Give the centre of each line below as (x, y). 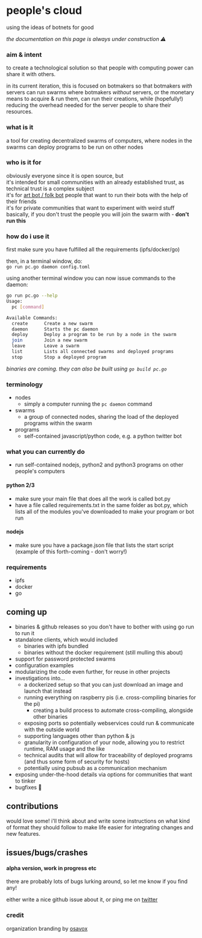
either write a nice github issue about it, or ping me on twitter (82, 900)
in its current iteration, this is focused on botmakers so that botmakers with (99, 86)
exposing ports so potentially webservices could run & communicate (109, 723)
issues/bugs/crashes (47, 853)
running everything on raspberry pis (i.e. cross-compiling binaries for (110, 697)
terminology (25, 384)
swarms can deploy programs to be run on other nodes (75, 147)
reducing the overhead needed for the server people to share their (89, 105)
